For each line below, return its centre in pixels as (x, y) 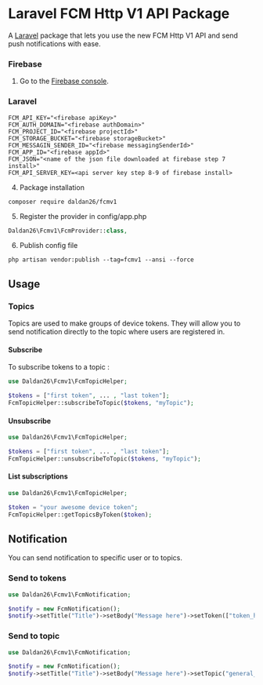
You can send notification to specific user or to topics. (95, 558)
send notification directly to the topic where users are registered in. (117, 332)
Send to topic (34, 636)
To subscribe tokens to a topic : (59, 367)
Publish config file (49, 246)
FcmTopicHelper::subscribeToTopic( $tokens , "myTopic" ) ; (101, 403)
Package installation (52, 187)
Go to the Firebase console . (64, 81)
